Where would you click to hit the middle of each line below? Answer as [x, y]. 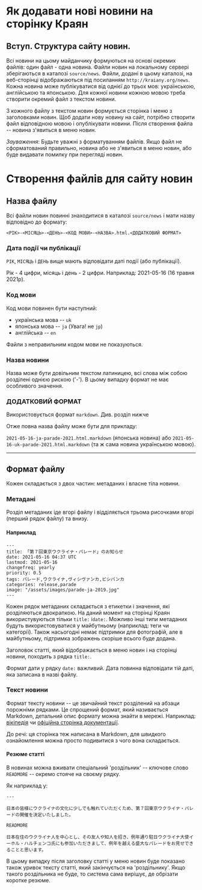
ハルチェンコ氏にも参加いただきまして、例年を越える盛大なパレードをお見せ [104, 844]
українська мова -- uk [43, 320]
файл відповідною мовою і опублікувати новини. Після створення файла [100, 124]
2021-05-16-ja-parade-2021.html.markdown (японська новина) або [89, 438]
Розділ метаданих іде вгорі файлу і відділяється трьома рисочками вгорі [100, 512]
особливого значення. [35, 386]
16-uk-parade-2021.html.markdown [48, 445]
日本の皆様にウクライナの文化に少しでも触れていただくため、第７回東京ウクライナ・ [96, 809]
